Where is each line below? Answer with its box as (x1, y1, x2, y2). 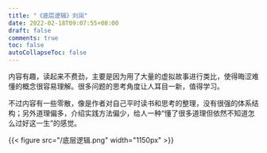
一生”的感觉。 (35, 119, 82, 127)
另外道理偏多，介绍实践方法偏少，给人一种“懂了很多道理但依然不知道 (21, 108, 249, 118)
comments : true (8, 33, 59, 42)
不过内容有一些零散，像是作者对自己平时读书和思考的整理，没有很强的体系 (8, 99, 252, 108)
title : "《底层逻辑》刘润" (8, 11, 88, 20)
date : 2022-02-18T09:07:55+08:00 (8, 19, 119, 27)
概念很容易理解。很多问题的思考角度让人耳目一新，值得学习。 (21, 81, 224, 91)
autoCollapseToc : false (8, 49, 87, 57)
